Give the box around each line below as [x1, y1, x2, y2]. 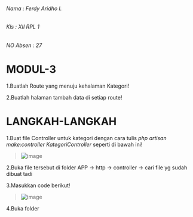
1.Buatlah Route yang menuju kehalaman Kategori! [6, 82, 130, 89]
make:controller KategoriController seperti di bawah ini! [6, 141, 143, 148]
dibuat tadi [6, 170, 33, 177]
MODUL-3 [6, 63, 57, 76]
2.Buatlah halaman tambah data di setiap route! [6, 94, 122, 101]
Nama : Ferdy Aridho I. [6, 5, 62, 12]
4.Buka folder [6, 204, 40, 212]
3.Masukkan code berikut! [6, 182, 71, 189]
